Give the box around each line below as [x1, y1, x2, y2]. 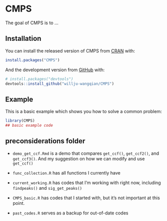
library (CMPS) [5, 118, 35, 124]
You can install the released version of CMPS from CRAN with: [5, 47, 135, 53]
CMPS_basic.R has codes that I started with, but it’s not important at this [12, 195, 160, 201]
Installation [5, 34, 41, 43]
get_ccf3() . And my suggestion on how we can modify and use [12, 155, 145, 161]
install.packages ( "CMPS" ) [5, 58, 60, 63]
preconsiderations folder [5, 137, 86, 145]
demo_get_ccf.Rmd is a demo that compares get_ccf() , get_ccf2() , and [12, 150, 159, 156]
